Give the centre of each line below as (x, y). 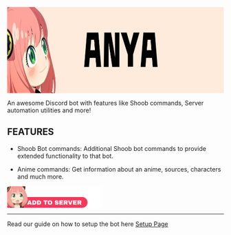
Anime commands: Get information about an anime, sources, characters (119, 169)
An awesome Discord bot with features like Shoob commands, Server (106, 103)
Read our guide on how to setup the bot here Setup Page (88, 224)
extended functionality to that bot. (65, 156)
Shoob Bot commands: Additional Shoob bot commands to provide (111, 148)
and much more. (40, 176)
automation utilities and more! (49, 110)
